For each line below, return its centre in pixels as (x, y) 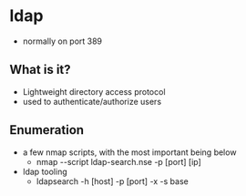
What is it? (40, 70)
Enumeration (47, 130)
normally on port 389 (62, 41)
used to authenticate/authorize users (92, 101)
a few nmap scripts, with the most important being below (129, 152)
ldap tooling (45, 171)
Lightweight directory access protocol (94, 91)
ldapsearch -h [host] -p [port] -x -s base (112, 181)
